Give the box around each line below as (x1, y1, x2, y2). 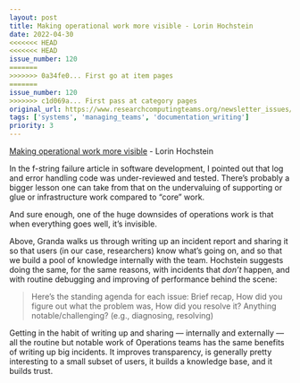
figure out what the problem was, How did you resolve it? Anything (30, 301, 277, 311)
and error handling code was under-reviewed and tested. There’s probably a (9, 173, 290, 183)
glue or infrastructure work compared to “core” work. (9, 191, 205, 202)
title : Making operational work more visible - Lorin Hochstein (9, 21, 254, 30)
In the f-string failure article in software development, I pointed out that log (9, 163, 284, 174)
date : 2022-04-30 (9, 30, 74, 38)
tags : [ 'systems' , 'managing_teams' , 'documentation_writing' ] (9, 113, 250, 122)
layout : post (9, 13, 58, 22)
